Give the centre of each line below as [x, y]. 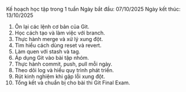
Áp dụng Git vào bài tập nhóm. [52, 58]
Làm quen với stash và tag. [48, 52]
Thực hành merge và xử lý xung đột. [59, 39]
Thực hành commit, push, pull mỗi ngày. [63, 64]
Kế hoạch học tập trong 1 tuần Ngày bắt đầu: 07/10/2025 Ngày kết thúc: [94, 9]
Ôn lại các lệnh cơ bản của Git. [52, 27]
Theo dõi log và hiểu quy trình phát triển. [64, 70]
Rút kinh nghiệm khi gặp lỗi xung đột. [60, 76]
